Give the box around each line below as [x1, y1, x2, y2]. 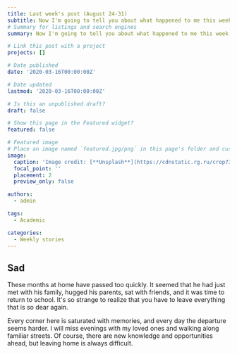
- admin [13, 198, 37, 205]
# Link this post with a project [7, 43, 106, 50]
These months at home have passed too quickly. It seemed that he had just [7, 281, 226, 289]
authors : [7, 191, 33, 198]
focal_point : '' [13, 165, 61, 172]
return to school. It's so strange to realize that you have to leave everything [7, 296, 226, 304]
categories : [7, 229, 42, 236]
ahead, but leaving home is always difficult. [7, 339, 133, 348]
